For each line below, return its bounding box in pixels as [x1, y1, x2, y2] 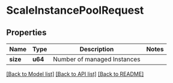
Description [79, 45, 114, 53]
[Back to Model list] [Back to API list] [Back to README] [6, 70, 144, 78]
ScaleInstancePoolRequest [6, 4, 144, 17]
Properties [6, 27, 47, 38]
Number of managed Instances [53, 55, 141, 63]
